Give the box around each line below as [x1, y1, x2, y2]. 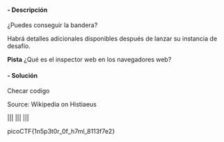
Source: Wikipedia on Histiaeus [7, 100, 97, 109]
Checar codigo [7, 87, 50, 95]
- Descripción [7, 6, 48, 14]
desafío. [7, 42, 31, 50]
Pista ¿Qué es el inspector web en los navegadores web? [7, 56, 172, 64]
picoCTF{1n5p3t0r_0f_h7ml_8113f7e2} [7, 127, 115, 136]
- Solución [7, 71, 38, 79]
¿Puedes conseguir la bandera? [7, 21, 98, 29]
